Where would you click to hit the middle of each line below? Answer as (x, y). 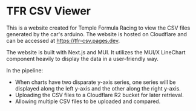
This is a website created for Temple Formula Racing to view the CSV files (98, 28)
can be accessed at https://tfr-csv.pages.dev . (63, 40)
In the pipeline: (25, 70)
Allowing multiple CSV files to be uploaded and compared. (88, 101)
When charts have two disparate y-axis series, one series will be (95, 82)
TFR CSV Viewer (49, 11)
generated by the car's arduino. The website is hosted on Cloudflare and (97, 34)
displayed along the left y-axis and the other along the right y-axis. (98, 88)
